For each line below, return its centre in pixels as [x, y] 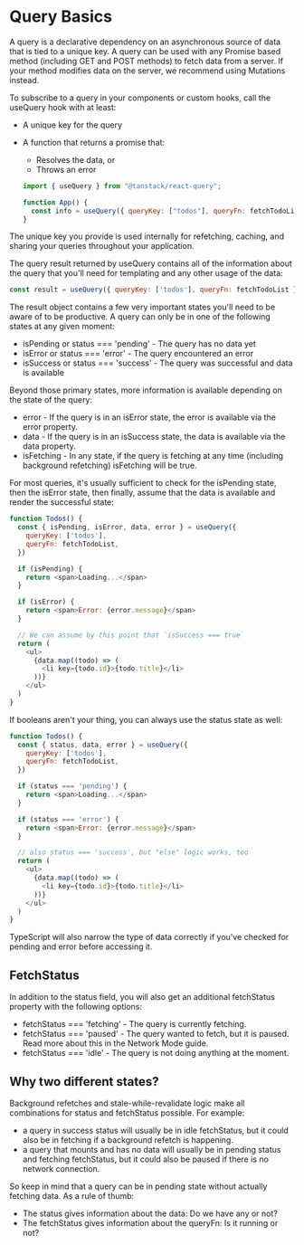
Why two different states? [85, 1082]
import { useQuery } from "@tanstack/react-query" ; [122, 186]
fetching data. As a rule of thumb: [72, 1195]
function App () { [55, 202]
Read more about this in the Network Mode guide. [115, 1043]
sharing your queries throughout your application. [102, 246]
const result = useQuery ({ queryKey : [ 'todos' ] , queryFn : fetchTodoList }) [155, 290]
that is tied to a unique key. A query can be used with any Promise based [145, 51]
